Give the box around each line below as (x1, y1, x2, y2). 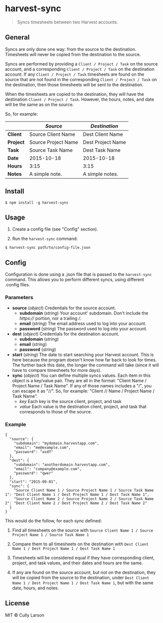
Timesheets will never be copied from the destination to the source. (5, 51, 141, 57)
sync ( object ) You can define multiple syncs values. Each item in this (12, 372, 151, 379)
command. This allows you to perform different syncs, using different (5, 277, 144, 282)
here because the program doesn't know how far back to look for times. (12, 357, 157, 363)
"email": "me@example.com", (14, 445, 71, 450)
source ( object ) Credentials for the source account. (12, 305, 116, 311)
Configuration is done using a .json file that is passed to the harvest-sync (5, 272, 152, 278)
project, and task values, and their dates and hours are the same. (12, 560, 143, 566)
